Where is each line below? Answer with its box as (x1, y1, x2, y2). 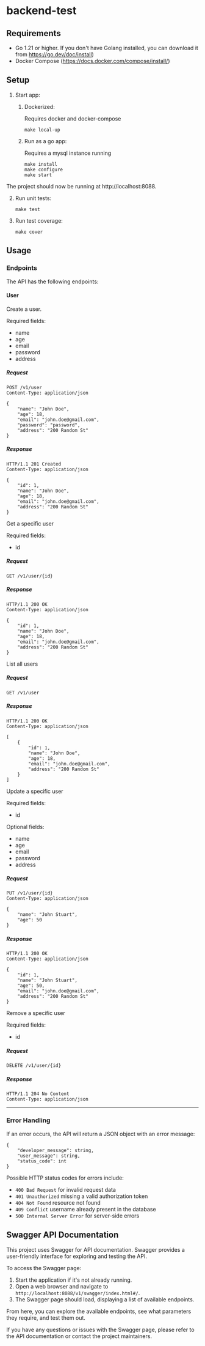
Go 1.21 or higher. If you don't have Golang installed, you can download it (15, 44, 198, 51)
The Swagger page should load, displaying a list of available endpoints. (15, 1295, 195, 1303)
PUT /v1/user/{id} (6, 890, 53, 896)
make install (24, 161, 58, 167)
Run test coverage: (15, 217, 63, 224)
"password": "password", (17, 422, 81, 428)
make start (24, 172, 52, 178)
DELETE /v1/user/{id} (6, 1063, 62, 1069)
